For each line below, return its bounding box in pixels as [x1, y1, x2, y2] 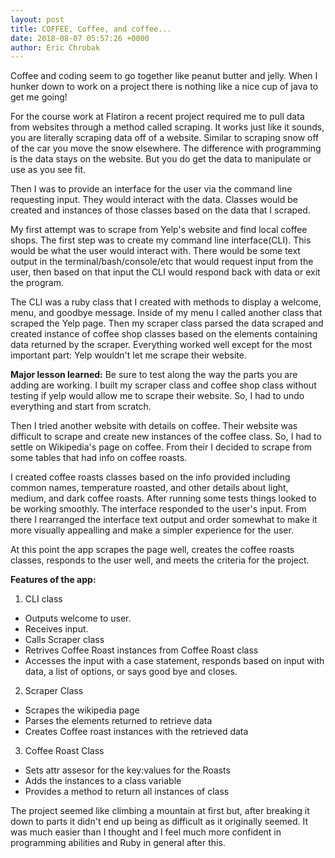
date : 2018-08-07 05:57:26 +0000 [10, 33, 150, 43]
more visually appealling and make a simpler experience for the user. [10, 524, 294, 536]
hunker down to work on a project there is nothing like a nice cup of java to [10, 81, 319, 93]
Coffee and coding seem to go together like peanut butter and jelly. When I [10, 70, 318, 82]
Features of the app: [10, 574, 97, 586]
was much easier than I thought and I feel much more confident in [10, 826, 282, 838]
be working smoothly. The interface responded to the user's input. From [10, 503, 307, 515]
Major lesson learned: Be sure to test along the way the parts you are [10, 369, 298, 381]
